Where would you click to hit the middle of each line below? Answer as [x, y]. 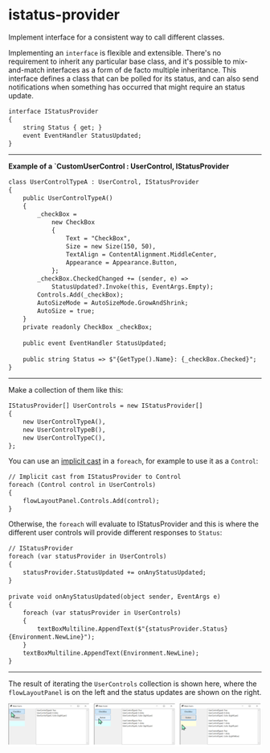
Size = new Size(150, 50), [111, 246]
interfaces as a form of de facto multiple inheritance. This [141, 69]
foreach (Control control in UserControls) [82, 485]
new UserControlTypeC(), [64, 438]
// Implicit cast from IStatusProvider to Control [95, 476]
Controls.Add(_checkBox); [81, 295]
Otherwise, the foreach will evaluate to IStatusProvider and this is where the [134, 524]
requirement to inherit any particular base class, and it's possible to [120, 61]
